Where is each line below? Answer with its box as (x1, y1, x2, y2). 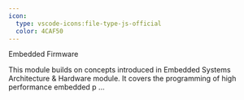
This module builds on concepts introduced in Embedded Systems (8, 65, 231, 75)
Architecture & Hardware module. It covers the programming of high (8, 74, 237, 84)
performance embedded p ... (8, 82, 105, 92)
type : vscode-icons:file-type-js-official (15, 20, 162, 28)
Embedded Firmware (8, 50, 79, 59)
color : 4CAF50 (15, 27, 63, 35)
